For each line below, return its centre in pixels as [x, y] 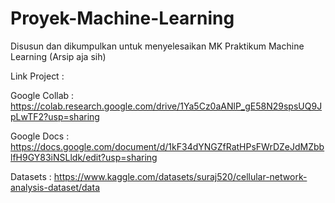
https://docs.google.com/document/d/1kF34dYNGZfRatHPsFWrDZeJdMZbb [167, 146]
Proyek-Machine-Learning [122, 18]
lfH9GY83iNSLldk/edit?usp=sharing [84, 157]
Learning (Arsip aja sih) [58, 56]
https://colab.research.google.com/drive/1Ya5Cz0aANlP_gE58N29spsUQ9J [166, 106]
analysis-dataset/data [55, 187]
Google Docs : [40, 136]
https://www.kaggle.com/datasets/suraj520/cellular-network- [180, 176]
